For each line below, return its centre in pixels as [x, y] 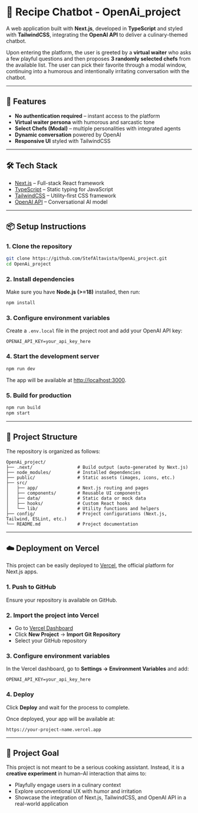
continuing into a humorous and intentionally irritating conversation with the [98, 71]
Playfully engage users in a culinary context [68, 785]
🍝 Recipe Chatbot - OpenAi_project [93, 12]
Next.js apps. [22, 572]
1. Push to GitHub [31, 587]
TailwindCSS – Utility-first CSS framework [65, 195]
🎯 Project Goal [33, 753]
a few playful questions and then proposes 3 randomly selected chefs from [98, 58]
